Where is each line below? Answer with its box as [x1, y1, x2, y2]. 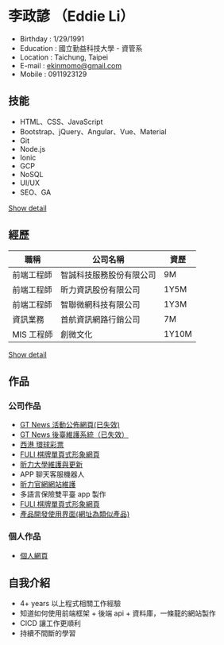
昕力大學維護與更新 [19, 460, 83, 469]
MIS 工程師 [12, 329, 53, 340]
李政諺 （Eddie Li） [8, 7, 135, 25]
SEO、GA [19, 187, 52, 197]
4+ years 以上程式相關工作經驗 [19, 599, 122, 608]
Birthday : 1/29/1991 [19, 33, 85, 44]
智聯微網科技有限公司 [60, 299, 141, 310]
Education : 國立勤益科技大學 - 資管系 [19, 43, 143, 52]
